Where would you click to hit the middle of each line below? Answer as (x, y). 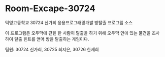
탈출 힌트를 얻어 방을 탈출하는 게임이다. (52, 39)
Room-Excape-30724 (50, 9)
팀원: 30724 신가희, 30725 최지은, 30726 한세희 (52, 49)
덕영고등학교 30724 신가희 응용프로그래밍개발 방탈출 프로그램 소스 (69, 22)
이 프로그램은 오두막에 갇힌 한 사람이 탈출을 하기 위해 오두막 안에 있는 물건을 (78, 33)
